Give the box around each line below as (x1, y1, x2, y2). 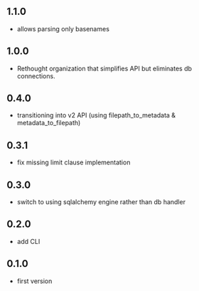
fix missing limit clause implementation (16, 158, 131, 166)
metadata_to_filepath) (16, 119, 81, 127)
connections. (16, 71, 55, 80)
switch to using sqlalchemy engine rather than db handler (16, 198, 186, 206)
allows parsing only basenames (16, 24, 109, 33)
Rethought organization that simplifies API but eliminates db (16, 64, 193, 73)
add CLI (16, 237, 41, 245)
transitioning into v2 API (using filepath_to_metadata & (16, 111, 176, 120)
